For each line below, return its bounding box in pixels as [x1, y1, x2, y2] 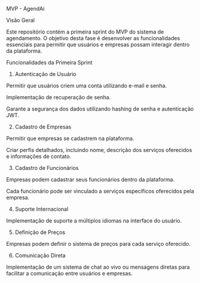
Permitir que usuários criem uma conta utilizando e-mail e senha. [6, 82, 167, 89]
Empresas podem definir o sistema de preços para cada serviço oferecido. [6, 241, 190, 247]
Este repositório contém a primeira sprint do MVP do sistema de [6, 28, 164, 35]
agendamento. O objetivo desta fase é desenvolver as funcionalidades [6, 35, 180, 41]
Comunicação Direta [14, 252, 66, 259]
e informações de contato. [6, 153, 72, 160]
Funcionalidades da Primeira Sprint [6, 59, 93, 66]
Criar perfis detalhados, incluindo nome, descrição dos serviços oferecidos [6, 147, 193, 153]
